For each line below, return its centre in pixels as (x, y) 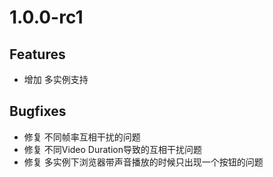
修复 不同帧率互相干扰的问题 (82, 137)
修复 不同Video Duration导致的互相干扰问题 (113, 149)
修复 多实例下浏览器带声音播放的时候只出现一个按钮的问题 (143, 162)
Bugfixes (38, 111)
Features (37, 54)
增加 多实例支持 (56, 79)
